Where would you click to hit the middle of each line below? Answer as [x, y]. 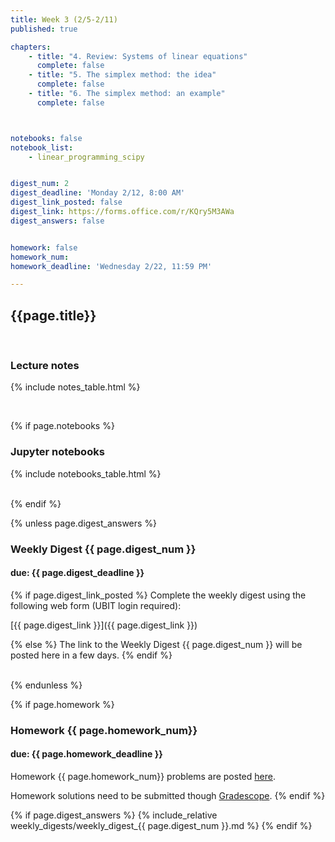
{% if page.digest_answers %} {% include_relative [114, 815]
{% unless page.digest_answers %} [84, 523]
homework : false [44, 247]
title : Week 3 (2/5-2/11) [64, 19]
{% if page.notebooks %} [62, 426]
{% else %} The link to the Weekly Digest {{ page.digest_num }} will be [156, 644]
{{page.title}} [53, 315]
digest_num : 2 [40, 184]
